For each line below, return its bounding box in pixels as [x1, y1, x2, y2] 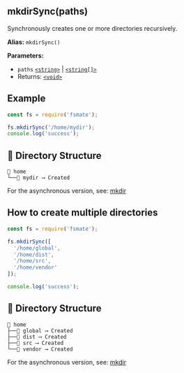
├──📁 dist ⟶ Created [7, 333, 68, 340]
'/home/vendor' [13, 264, 58, 272]
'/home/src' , [13, 258, 52, 265]
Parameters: [7, 51, 44, 59]
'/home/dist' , [13, 251, 54, 258]
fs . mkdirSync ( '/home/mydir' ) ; [7, 124, 95, 131]
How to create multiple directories [7, 206, 158, 219]
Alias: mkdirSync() [7, 38, 61, 46]
